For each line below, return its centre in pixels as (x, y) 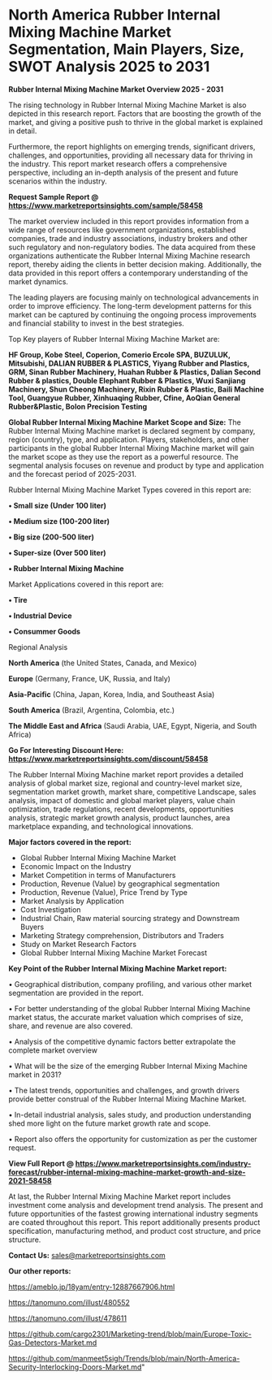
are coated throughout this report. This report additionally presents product (134, 1222)
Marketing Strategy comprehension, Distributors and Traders (122, 935)
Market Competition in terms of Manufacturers (98, 875)
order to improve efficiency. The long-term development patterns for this (130, 305)
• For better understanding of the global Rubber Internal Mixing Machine (130, 1008)
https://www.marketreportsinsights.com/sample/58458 (106, 205)
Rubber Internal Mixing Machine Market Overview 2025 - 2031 (116, 89)
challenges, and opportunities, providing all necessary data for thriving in (131, 155)
